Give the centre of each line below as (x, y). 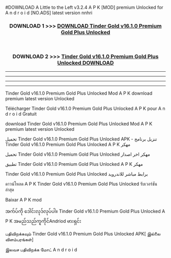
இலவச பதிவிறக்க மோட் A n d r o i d (41, 249)
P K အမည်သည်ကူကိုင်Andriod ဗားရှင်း (43, 221)
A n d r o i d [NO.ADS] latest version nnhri (49, 13)
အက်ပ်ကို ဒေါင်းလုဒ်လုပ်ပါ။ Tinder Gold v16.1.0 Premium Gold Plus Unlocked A (85, 211)
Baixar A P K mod (24, 199)
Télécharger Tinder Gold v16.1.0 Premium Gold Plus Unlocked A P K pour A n (85, 108)
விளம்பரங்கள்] (20, 239)
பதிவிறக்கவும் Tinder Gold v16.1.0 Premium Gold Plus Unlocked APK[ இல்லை (83, 234)
